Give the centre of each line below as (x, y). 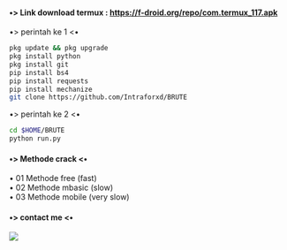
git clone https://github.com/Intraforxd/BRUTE (98, 97)
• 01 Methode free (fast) (53, 178)
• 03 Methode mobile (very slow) (69, 197)
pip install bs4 (39, 72)
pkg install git (39, 64)
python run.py (35, 139)
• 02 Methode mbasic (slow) (61, 188)
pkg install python (45, 57)
